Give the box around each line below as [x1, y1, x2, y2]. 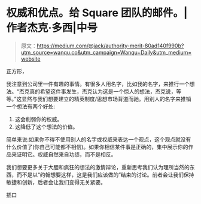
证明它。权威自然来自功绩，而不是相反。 [16, 151, 117, 158]
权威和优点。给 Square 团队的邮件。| [6, 6, 188, 20]
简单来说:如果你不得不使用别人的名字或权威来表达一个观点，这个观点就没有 [6, 136, 191, 143]
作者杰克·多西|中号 [6, 21, 98, 35]
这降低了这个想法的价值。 [14, 123, 78, 130]
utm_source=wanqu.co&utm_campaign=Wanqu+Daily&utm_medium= [20, 49, 192, 56]
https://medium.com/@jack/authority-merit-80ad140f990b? [36, 42, 184, 49]
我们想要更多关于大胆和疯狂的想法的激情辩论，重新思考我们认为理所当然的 [6, 163, 190, 170]
